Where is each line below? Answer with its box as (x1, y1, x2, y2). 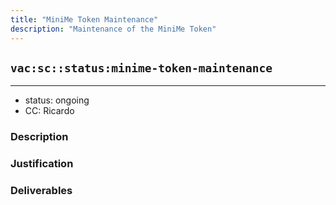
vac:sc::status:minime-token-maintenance (10, 61, 273, 75)
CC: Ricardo (24, 105, 75, 117)
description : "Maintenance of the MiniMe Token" (10, 24, 217, 34)
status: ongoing (24, 94, 90, 106)
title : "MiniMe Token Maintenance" (10, 14, 159, 25)
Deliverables (10, 184, 73, 198)
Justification (10, 157, 74, 171)
